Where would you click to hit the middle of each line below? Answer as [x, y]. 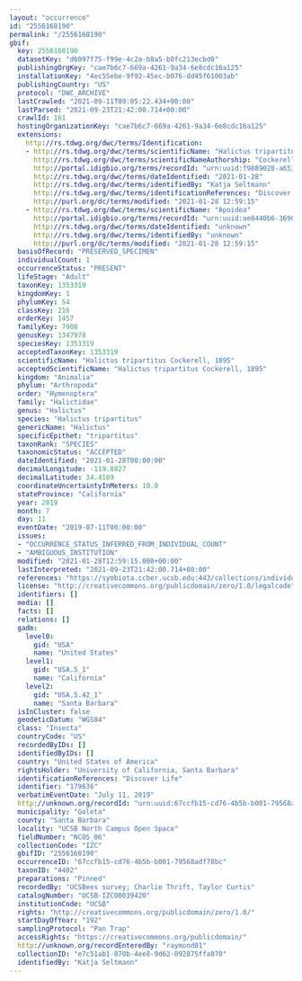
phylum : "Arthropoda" [58, 386]
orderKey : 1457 [46, 319]
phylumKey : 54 [44, 302]
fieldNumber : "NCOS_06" [62, 837]
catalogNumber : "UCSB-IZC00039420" [84, 896]
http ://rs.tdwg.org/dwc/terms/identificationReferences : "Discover [162, 193]
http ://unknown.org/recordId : [74, 804]
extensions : [40, 135]
